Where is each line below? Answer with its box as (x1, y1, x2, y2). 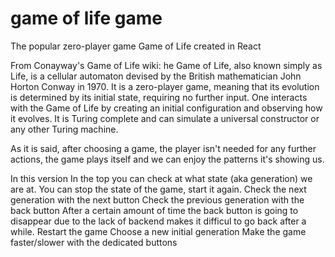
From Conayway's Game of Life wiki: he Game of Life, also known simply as (10, 59, 323, 71)
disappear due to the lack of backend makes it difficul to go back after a (10, 215, 307, 227)
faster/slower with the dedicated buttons (10, 236, 178, 248)
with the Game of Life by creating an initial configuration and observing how (10, 102, 323, 114)
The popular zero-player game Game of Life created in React (10, 40, 262, 52)
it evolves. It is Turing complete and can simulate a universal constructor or (10, 112, 320, 124)
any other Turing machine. (10, 123, 119, 135)
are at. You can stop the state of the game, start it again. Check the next (10, 183, 307, 195)
